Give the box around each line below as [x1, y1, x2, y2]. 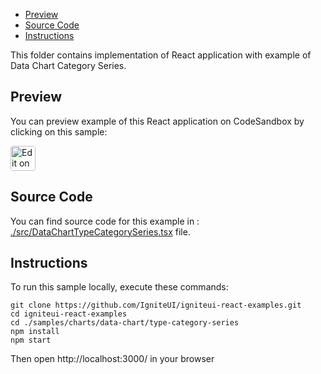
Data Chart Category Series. [10, 60, 127, 71]
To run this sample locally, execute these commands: [10, 281, 229, 293]
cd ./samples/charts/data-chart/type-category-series [10, 318, 240, 328]
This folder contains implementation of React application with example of [10, 49, 312, 61]
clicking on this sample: [10, 125, 108, 138]
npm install [10, 327, 60, 337]
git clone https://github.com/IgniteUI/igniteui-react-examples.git [10, 300, 302, 311]
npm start [10, 335, 52, 346]
